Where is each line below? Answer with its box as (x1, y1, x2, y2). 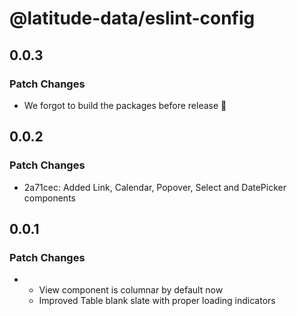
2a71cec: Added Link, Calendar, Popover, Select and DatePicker (23, 181, 287, 193)
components (23, 192, 76, 204)
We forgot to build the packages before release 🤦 (23, 99, 227, 111)
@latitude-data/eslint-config (9, 7, 256, 30)
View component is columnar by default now (38, 284, 224, 296)
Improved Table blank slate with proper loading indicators (38, 295, 276, 307)
